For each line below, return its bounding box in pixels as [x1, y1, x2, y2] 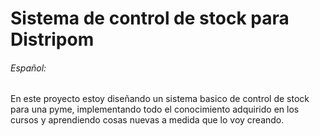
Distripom [10, 28, 95, 51]
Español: [10, 62, 47, 74]
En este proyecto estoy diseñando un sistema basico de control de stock [10, 93, 310, 105]
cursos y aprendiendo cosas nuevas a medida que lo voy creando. [10, 114, 285, 126]
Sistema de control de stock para [10, 7, 290, 30]
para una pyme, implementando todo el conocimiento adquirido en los [10, 103, 300, 116]
